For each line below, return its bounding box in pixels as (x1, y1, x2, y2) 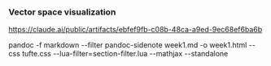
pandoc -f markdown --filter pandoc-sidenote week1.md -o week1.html (8, 40, 247, 50)
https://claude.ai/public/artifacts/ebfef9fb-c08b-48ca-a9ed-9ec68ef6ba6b (8, 25, 263, 35)
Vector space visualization (8, 6, 116, 18)
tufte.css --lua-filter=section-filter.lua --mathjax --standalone (21, 49, 229, 59)
